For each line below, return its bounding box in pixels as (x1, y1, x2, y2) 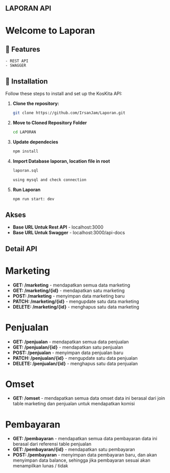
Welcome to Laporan (5, 25, 95, 36)
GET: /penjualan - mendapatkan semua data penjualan (12, 338, 129, 345)
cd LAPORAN (12, 130, 36, 135)
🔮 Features (5, 45, 40, 53)
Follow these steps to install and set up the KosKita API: (5, 91, 122, 97)
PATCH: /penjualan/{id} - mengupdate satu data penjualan (12, 355, 138, 361)
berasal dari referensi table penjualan (12, 441, 92, 447)
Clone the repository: (12, 100, 59, 107)
